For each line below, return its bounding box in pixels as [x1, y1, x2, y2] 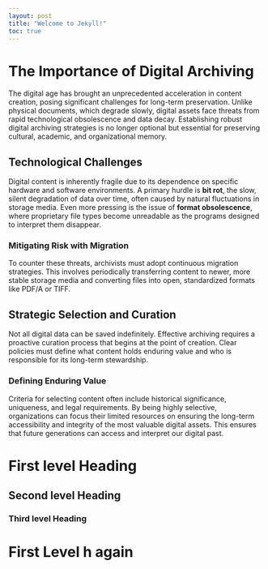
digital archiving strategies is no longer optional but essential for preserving [8, 123, 261, 133]
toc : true [8, 27, 42, 35]
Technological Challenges [8, 155, 143, 169]
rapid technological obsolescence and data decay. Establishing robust [8, 114, 243, 124]
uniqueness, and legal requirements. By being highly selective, [8, 402, 217, 412]
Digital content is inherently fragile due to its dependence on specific [8, 177, 239, 186]
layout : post [8, 11, 53, 20]
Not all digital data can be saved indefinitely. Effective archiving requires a [8, 329, 255, 339]
